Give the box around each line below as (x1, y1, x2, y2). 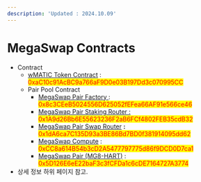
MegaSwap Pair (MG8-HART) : (38, 151, 127, 160)
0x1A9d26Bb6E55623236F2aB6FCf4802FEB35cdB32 (38, 115, 193, 123)
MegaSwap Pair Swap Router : (38, 122, 126, 131)
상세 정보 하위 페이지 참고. (17, 167, 88, 176)
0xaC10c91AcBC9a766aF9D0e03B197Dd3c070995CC (27, 78, 184, 86)
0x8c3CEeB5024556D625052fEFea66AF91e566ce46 (38, 100, 193, 108)
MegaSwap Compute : (38, 137, 102, 145)
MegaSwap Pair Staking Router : (38, 107, 131, 115)
